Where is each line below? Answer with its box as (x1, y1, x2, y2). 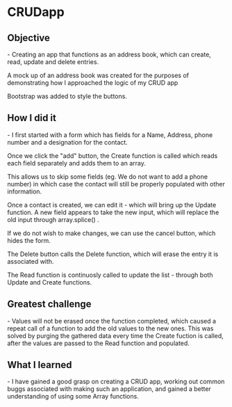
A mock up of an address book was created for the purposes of (7, 71, 190, 79)
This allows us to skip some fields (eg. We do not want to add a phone (7, 172, 208, 181)
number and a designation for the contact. (7, 138, 129, 146)
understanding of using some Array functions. (7, 392, 139, 401)
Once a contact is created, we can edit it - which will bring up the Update (7, 200, 217, 209)
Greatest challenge (7, 298, 92, 310)
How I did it (7, 112, 57, 124)
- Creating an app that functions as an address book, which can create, (7, 50, 212, 58)
